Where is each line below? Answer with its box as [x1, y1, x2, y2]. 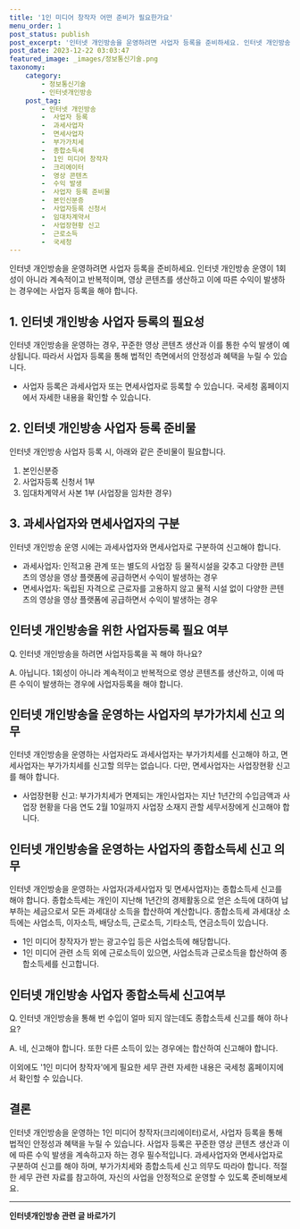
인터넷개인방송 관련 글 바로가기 [9, 1210, 116, 1221]
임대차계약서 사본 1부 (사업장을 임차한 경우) [21, 487, 172, 498]
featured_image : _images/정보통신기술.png [9, 55, 159, 63]
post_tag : [25, 96, 62, 105]
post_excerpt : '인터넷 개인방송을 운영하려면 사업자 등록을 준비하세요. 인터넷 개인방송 [9, 38, 291, 47]
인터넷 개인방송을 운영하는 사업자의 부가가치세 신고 [9, 707, 272, 722]
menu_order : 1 [9, 21, 62, 30]
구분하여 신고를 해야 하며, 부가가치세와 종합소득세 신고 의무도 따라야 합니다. [9, 1160, 271, 1171]
